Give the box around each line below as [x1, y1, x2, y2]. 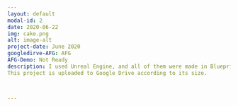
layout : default [7, 10, 55, 18]
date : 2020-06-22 [7, 23, 59, 30]
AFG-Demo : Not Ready [7, 57, 69, 64]
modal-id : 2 [7, 17, 42, 24]
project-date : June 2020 [7, 43, 81, 50]
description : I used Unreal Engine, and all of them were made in [7, 63, 208, 70]
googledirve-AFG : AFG [7, 50, 72, 57]
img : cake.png [7, 30, 50, 37]
